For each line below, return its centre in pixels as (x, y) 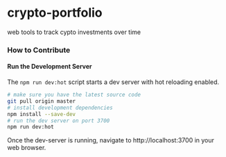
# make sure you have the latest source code (74, 95)
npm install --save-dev (42, 114)
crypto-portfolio (55, 13)
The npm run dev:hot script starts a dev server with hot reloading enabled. (113, 82)
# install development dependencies (60, 108)
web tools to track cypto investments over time (74, 32)
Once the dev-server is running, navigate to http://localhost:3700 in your (111, 140)
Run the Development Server (50, 67)
